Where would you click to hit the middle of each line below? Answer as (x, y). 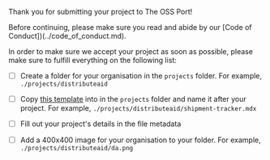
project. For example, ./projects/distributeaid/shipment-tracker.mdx (138, 108)
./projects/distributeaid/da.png (77, 149)
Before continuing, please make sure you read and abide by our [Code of (131, 27)
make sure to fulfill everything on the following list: (92, 60)
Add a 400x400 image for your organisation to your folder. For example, (140, 140)
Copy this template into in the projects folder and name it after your (133, 99)
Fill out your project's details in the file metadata (101, 124)
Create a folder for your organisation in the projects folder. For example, (141, 76)
